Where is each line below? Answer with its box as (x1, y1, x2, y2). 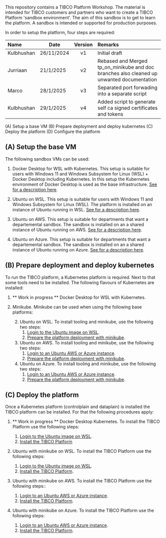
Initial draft (97, 49, 123, 56)
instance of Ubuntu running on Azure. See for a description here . (12, 247, 145, 252)
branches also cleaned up (97, 70, 158, 77)
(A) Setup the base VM (5, 143, 77, 151)
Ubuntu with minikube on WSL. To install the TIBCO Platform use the (12, 448, 152, 454)
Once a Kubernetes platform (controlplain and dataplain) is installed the (5, 404, 150, 410)
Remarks (97, 41, 119, 48)
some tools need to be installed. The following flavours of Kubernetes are (5, 279, 155, 286)
